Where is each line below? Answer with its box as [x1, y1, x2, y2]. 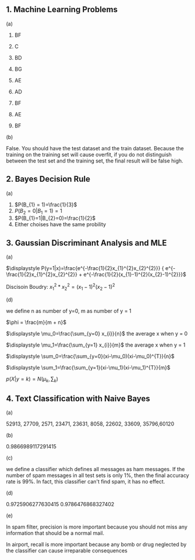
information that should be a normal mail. [6, 530, 105, 537]
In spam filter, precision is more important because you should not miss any [6, 523, 188, 531]
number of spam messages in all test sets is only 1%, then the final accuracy [6, 472, 189, 479]
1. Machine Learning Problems [6, 5, 118, 15]
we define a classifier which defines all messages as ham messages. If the [6, 466, 185, 473]
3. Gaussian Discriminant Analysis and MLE [6, 238, 167, 248]
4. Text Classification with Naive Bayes [6, 393, 150, 403]
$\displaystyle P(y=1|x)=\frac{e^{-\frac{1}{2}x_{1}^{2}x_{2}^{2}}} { [6, 265, 164, 272]
